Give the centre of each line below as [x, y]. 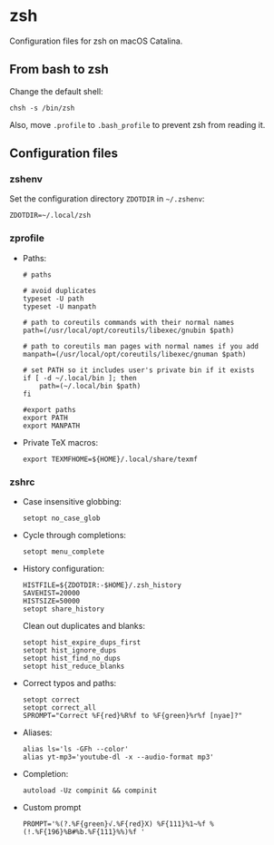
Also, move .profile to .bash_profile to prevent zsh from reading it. [137, 124]
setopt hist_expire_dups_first [82, 643]
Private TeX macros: [60, 442]
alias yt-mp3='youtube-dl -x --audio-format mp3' [118, 757]
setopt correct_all [59, 708]
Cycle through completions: [74, 535]
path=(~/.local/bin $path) [90, 386]
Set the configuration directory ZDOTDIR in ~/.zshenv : [107, 199]
